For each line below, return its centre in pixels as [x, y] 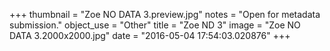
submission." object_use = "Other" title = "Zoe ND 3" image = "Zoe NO [155, 25]
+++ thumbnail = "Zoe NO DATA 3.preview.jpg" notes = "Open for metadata [165, 14]
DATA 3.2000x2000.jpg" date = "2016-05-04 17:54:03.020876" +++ [150, 35]
